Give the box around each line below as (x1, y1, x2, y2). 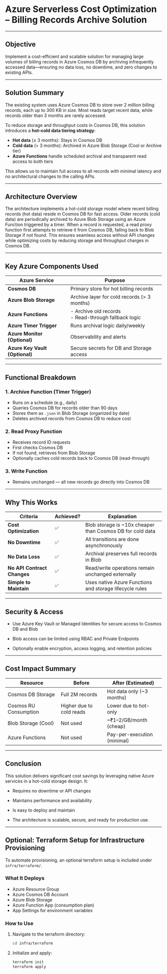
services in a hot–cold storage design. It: (5, 778, 88, 784)
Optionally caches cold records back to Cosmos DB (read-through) (12, 455, 150, 461)
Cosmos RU (7, 702, 36, 709)
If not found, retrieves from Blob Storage (12, 450, 95, 456)
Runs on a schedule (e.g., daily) (12, 399, 78, 405)
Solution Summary (5, 88, 64, 97)
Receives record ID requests (12, 439, 71, 445)
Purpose (104, 277, 125, 284)
